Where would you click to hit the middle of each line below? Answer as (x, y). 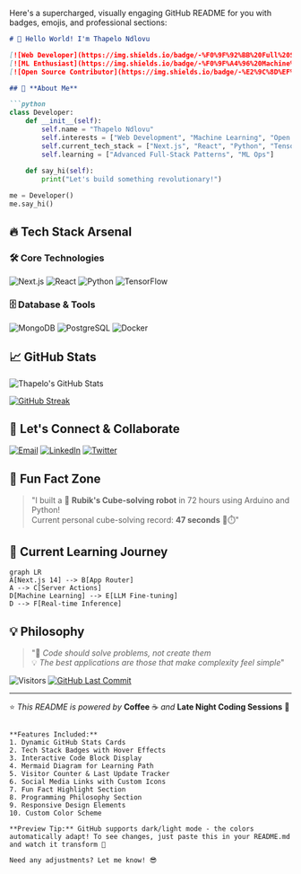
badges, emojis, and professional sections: (88, 22)
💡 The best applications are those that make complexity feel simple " (158, 662)
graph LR (26, 573)
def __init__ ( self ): (64, 121)
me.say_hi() (31, 204)
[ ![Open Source (38, 72)
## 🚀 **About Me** (43, 88)
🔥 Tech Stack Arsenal (71, 232)
